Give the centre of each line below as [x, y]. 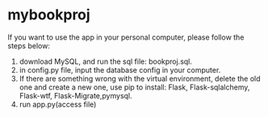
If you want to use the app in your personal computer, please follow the [126, 37]
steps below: [29, 45]
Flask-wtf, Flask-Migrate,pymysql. [75, 95]
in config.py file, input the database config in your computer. [120, 69]
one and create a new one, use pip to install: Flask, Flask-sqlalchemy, [134, 87]
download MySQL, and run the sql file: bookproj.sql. [106, 61]
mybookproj [49, 15]
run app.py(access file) [58, 104]
